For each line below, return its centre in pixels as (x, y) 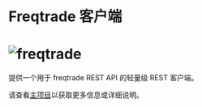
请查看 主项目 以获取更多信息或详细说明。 (76, 95)
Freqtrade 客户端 (65, 17)
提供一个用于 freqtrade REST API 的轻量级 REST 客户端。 (103, 78)
